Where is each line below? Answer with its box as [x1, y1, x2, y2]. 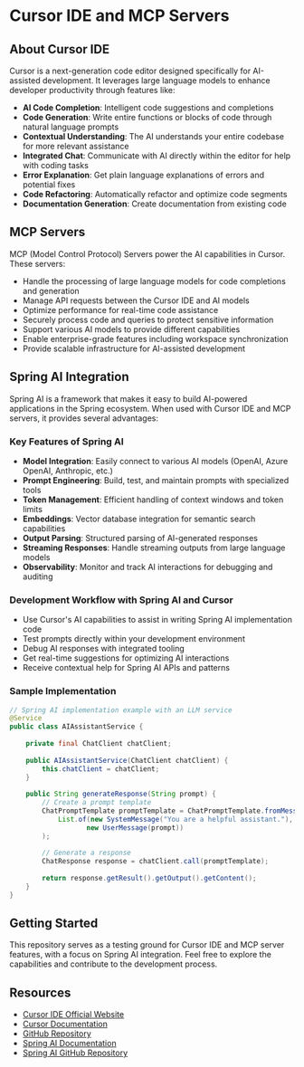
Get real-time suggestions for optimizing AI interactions [22, 653, 230, 663]
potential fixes [22, 179, 76, 190]
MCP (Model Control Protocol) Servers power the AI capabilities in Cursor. [9, 248, 286, 259]
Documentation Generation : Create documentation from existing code [22, 198, 287, 209]
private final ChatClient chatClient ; [25, 739, 172, 748]
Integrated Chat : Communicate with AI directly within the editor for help [22, 150, 291, 161]
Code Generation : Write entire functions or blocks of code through [22, 112, 272, 122]
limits [22, 503, 43, 514]
